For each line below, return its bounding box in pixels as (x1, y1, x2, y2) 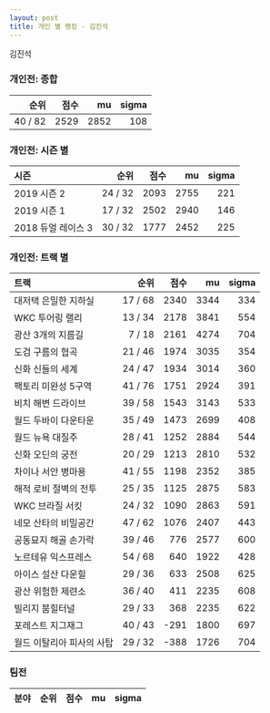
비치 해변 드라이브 (14, 398, 86, 410)
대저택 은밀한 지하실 (14, 294, 95, 307)
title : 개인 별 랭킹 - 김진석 (9, 22, 109, 31)
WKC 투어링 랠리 (14, 312, 83, 325)
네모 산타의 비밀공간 (14, 517, 95, 530)
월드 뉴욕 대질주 (14, 431, 78, 444)
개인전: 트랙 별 (9, 252, 69, 264)
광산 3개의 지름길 (14, 329, 85, 342)
